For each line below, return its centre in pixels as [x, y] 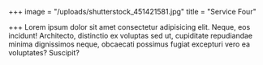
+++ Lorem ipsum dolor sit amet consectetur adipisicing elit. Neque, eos [129, 27]
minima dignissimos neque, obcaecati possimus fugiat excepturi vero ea [129, 44]
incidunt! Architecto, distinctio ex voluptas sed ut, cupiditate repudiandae [131, 36]
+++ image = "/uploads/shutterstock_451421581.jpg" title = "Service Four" [133, 12]
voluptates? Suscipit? [44, 53]
